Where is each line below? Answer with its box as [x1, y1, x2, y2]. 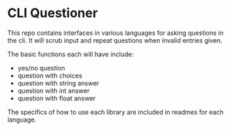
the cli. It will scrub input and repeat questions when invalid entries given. [7, 36, 222, 44]
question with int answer [17, 86, 90, 95]
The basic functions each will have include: [7, 50, 134, 58]
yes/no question [17, 63, 65, 72]
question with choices [17, 71, 83, 80]
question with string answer [17, 78, 100, 87]
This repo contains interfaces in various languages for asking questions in [7, 28, 224, 37]
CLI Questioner [7, 5, 98, 21]
